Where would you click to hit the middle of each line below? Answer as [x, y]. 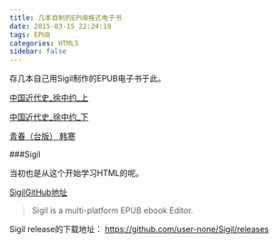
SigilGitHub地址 [39, 192]
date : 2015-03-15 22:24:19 [60, 26]
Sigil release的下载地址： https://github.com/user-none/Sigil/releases [139, 229]
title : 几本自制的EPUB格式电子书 [66, 18]
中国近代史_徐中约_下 [49, 117]
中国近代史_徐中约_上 [49, 98]
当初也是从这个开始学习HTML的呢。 [77, 173]
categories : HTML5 [44, 43]
